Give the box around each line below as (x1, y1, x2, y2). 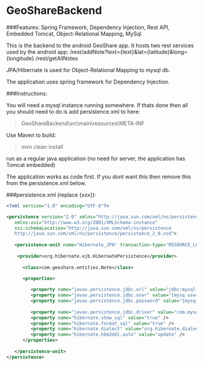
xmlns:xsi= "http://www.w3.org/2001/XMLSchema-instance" (14, 219, 158, 226)
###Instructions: (6, 90, 48, 97)
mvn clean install (21, 143, 63, 150)
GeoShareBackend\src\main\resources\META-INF (21, 119, 145, 127)
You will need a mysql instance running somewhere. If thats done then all (6, 101, 188, 109)
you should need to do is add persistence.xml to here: (6, 108, 140, 115)
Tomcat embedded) (6, 161, 56, 168)
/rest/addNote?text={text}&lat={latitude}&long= (69, 48, 188, 55)
